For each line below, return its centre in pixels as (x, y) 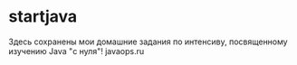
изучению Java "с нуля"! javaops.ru (77, 51)
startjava (43, 17)
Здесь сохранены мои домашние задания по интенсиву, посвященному (148, 42)
